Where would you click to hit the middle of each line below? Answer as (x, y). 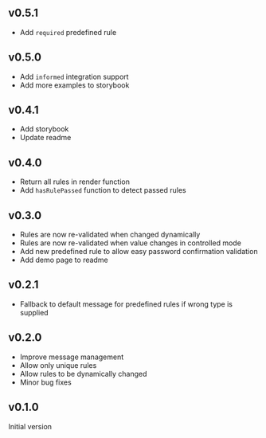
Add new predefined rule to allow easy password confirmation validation (139, 252)
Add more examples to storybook (74, 85)
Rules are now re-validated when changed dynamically (110, 235)
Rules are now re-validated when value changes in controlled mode (130, 243)
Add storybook (44, 129)
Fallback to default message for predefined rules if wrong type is (126, 304)
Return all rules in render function (74, 182)
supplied (34, 312)
